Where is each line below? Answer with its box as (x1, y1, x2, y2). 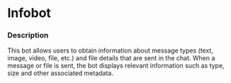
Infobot (7, 5, 52, 21)
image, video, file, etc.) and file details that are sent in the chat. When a (7, 54, 215, 62)
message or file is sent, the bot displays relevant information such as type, (7, 62, 225, 70)
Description (7, 31, 49, 40)
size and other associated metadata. (7, 69, 113, 77)
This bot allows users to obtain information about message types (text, (7, 46, 214, 55)
